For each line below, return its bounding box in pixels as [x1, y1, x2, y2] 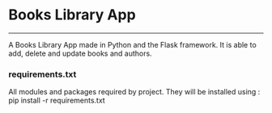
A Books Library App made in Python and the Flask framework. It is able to [8, 40, 257, 49]
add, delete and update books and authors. [8, 48, 152, 58]
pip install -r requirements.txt [8, 95, 105, 106]
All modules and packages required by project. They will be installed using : [8, 87, 261, 97]
